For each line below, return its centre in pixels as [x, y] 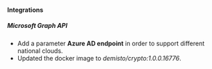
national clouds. [40, 51]
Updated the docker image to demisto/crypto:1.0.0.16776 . [99, 58]
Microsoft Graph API [38, 26]
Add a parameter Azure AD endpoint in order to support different [111, 43]
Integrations [25, 10]
